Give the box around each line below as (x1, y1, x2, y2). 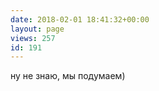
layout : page (10, 24, 65, 34)
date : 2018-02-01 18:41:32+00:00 (10, 14, 150, 25)
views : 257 (10, 33, 56, 43)
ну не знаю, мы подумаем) (10, 70, 126, 82)
